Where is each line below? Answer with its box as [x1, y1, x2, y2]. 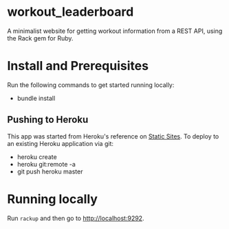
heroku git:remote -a [17, 160, 76, 168]
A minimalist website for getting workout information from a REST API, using [7, 27, 223, 35]
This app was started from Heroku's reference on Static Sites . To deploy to [7, 132, 219, 141]
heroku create [17, 152, 57, 161]
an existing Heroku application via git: [7, 139, 114, 147]
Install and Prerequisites [7, 58, 149, 74]
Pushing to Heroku [7, 114, 89, 125]
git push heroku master [17, 167, 83, 176]
